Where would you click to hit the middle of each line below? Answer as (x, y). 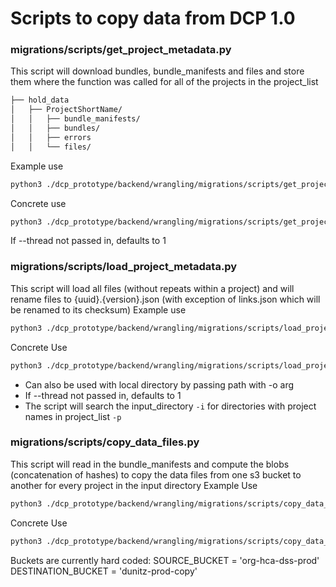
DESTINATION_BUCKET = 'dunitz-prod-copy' (104, 571)
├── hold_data (40, 100)
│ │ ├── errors (51, 137)
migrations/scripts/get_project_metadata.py (121, 50)
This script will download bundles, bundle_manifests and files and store (157, 71)
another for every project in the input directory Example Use (134, 485)
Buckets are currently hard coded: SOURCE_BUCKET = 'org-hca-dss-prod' (165, 560)
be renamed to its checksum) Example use (98, 309)
